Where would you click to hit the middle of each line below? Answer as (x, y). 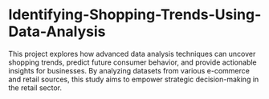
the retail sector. (35, 87)
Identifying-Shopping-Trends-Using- (135, 15)
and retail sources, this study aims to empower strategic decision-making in (134, 79)
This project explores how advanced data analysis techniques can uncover (132, 53)
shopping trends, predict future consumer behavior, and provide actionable (132, 62)
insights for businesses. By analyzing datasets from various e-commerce (129, 70)
